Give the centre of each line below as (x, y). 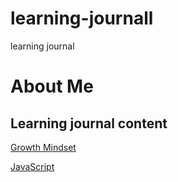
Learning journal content (89, 123)
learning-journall (82, 18)
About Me (52, 86)
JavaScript (32, 166)
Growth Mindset (43, 147)
